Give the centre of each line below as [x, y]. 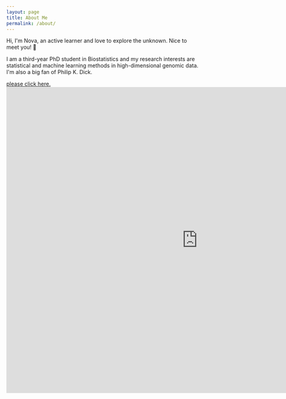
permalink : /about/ [31, 23]
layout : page [23, 12]
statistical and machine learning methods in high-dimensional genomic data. [102, 65]
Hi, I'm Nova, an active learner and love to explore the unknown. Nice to [97, 41]
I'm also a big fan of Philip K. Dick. [50, 72]
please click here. [28, 84]
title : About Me [27, 18]
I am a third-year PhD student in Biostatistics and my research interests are [101, 59]
